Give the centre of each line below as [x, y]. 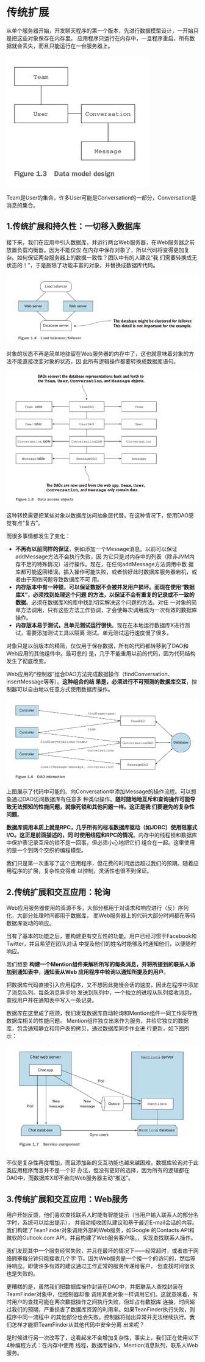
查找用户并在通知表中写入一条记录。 [52, 1000]
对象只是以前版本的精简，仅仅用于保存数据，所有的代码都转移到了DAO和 [98, 646]
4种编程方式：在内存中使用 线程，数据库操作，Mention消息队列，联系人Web [102, 1346]
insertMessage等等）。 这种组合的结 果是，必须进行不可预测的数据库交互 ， [99, 682]
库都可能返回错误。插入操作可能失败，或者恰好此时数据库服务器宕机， [103, 572]
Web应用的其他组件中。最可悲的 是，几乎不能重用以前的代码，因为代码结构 [101, 653]
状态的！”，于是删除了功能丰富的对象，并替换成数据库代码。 [82, 265]
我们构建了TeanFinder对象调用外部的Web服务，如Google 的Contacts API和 [100, 1230]
